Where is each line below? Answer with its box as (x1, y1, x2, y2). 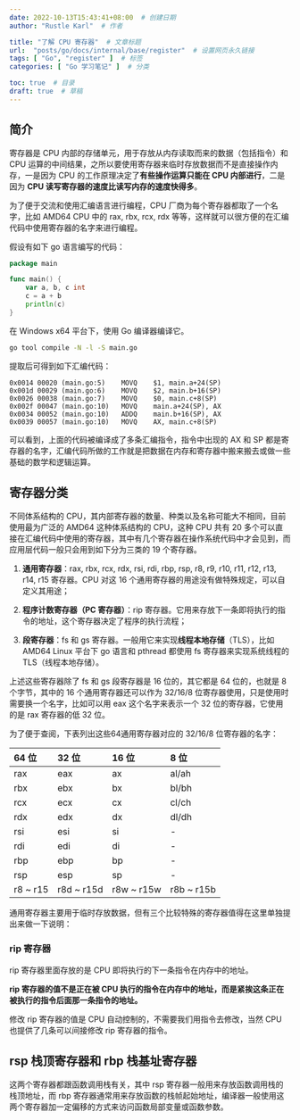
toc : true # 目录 (9, 79, 75, 87)
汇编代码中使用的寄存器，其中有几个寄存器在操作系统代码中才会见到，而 (24, 533, 291, 543)
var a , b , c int (25, 283, 87, 293)
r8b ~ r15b (170, 883, 216, 895)
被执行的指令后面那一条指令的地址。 (9, 994, 143, 1005)
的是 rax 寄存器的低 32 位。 (9, 709, 110, 719)
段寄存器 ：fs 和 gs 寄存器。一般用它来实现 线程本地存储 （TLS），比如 (21, 635, 275, 645)
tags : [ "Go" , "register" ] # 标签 (9, 54, 143, 63)
